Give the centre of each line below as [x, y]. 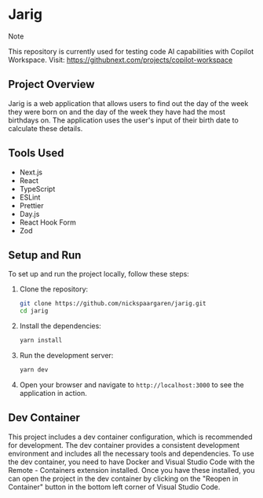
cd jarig [34, 311]
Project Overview [51, 84]
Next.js [31, 172]
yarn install [41, 341]
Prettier [31, 205]
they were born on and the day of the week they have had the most [117, 112]
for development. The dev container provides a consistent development [124, 445]
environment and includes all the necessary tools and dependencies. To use [131, 453]
